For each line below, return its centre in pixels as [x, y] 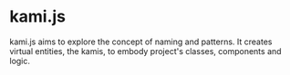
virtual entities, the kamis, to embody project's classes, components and [145, 51]
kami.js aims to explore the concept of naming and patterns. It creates [141, 42]
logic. [20, 61]
